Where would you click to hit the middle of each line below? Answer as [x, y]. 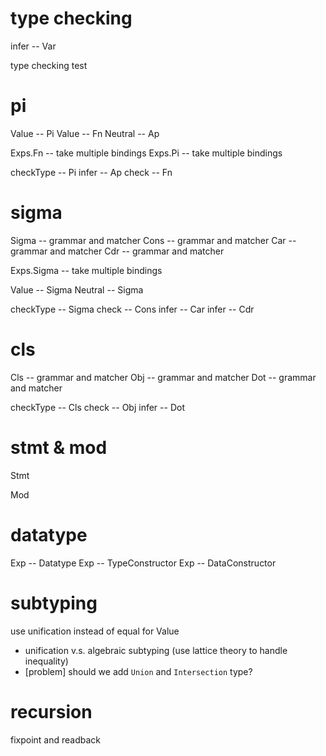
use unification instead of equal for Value [95, 631]
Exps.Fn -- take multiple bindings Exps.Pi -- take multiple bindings [146, 153]
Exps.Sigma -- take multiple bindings [86, 270]
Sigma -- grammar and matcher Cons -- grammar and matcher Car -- [153, 240]
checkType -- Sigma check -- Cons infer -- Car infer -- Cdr [132, 309]
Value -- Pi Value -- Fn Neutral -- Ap [85, 133]
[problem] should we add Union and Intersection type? [138, 671]
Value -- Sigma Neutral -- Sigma [77, 289]
